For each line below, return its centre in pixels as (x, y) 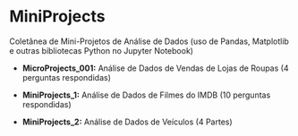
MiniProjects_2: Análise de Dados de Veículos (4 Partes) (127, 122)
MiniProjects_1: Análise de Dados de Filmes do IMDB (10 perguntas (146, 95)
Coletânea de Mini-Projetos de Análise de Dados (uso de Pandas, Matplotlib (149, 41)
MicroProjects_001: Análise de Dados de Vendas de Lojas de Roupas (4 (155, 68)
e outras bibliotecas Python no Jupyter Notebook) (102, 50)
